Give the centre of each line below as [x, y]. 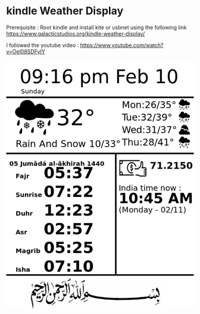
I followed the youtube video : [43, 45]
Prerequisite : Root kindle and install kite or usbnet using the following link [97, 27]
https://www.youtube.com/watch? [122, 45]
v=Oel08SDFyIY [26, 51]
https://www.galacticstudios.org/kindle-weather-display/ [76, 33]
